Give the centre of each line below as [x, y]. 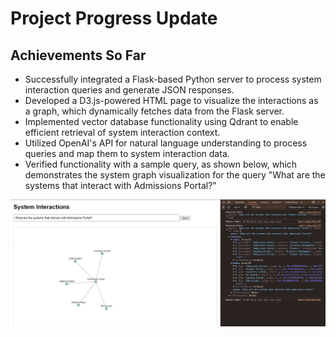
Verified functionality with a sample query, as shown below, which [161, 164]
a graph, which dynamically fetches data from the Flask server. [154, 111]
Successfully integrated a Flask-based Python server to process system [173, 79]
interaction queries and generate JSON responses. [129, 90]
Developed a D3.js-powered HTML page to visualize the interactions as [171, 100]
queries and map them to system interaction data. [127, 153]
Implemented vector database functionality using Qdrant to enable [161, 121]
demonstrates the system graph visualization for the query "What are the [175, 175]
